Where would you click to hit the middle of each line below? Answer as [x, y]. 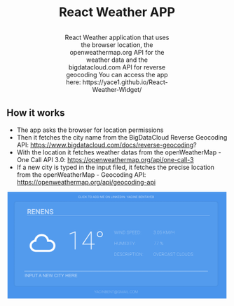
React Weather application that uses [117, 38]
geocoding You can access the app [117, 75]
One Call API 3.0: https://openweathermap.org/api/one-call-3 [105, 159]
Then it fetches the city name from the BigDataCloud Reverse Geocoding [122, 137]
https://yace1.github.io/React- [125, 82]
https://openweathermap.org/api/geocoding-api [86, 182]
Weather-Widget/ [117, 90]
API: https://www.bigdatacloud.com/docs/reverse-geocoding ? [106, 145]
